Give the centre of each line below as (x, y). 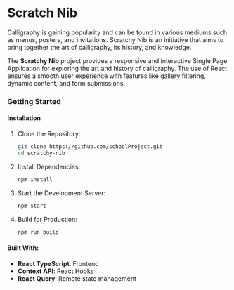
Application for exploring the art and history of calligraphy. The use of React (117, 68)
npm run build (38, 232)
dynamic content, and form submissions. (66, 83)
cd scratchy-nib (41, 153)
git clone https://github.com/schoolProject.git (90, 147)
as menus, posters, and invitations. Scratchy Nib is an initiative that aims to (116, 39)
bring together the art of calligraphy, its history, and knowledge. (99, 47)
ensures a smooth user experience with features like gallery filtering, (106, 76)
